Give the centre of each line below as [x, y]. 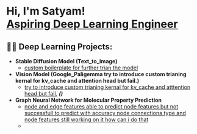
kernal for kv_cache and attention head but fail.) [77, 81]
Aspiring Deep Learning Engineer [92, 24]
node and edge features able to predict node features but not [101, 107]
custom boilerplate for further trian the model [81, 68]
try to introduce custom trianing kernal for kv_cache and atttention [107, 87]
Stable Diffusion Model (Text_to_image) [66, 61]
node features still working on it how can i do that [86, 119]
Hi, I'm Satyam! [46, 11]
